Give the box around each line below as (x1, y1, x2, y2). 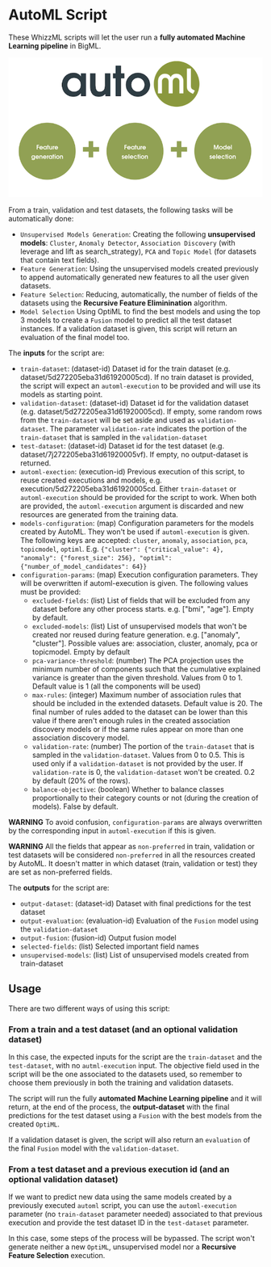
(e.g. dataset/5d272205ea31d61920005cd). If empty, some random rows (19, 406, 262, 416)
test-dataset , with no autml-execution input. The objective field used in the (8, 1060, 260, 1070)
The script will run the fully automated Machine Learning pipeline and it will (8, 1093, 262, 1103)
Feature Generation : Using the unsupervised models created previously (19, 263, 259, 273)
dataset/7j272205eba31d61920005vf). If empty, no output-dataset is (19, 449, 248, 459)
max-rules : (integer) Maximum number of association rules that (31, 689, 242, 700)
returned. (19, 458, 52, 468)
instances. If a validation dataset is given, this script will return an (19, 323, 238, 333)
